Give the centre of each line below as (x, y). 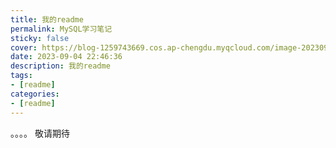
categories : (35, 94)
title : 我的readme (47, 19)
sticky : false (40, 38)
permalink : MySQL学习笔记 (61, 29)
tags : (21, 76)
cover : (24, 47)
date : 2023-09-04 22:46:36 (66, 57)
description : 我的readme (60, 66)
